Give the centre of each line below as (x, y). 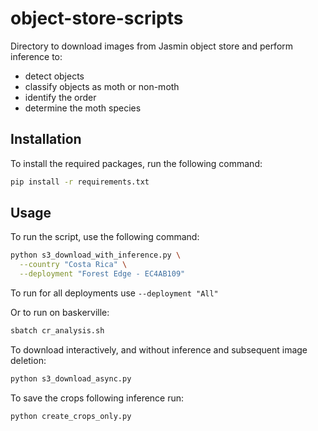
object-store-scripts (97, 18)
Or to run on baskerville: (60, 313)
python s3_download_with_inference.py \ (96, 255)
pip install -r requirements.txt (80, 182)
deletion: (28, 360)
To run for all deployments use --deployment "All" (114, 293)
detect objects (54, 76)
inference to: (36, 56)
